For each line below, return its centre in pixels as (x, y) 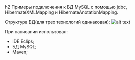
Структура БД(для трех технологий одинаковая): (58, 22)
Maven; (20, 52)
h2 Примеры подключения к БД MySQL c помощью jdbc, (66, 7)
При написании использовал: (37, 32)
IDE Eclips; (23, 41)
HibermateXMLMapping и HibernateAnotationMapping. (62, 12)
